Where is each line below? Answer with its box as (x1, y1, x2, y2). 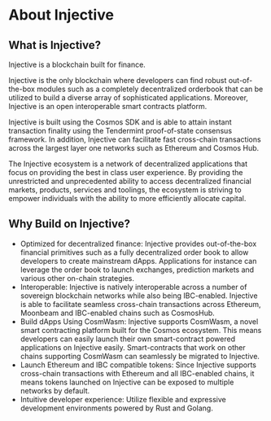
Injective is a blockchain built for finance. (8, 59, 146, 69)
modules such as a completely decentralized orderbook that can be (36, 84, 264, 94)
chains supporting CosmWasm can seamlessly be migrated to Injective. (20, 351, 260, 361)
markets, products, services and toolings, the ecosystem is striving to (8, 185, 242, 195)
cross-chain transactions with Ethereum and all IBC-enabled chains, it (20, 368, 255, 378)
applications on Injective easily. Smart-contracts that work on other (20, 342, 246, 352)
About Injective (8, 6, 114, 24)
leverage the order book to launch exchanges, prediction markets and (20, 265, 255, 274)
